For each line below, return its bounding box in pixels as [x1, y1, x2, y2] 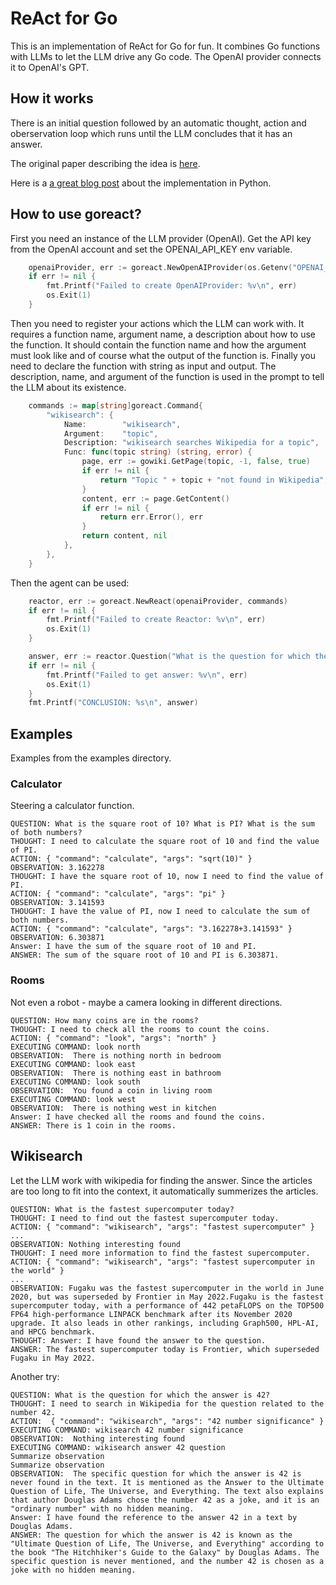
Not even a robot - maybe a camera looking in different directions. [10, 996, 283, 1008]
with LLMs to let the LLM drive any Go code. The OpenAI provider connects [10, 50, 322, 62]
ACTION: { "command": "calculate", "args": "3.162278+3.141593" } [10, 924, 293, 934]
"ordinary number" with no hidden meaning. [10, 1503, 195, 1514]
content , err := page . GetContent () [81, 493, 230, 504]
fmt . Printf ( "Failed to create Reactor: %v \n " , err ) [46, 615, 267, 625]
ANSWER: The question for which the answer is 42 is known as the [10, 1530, 293, 1540]
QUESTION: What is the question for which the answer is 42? [10, 1390, 271, 1400]
